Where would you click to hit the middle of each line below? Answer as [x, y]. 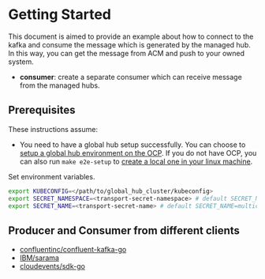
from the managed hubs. [60, 85]
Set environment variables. [52, 176]
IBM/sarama [39, 258]
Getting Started [60, 15]
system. [21, 62]
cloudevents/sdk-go [52, 266]
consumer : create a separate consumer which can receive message [131, 77]
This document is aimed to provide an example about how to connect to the [131, 36]
